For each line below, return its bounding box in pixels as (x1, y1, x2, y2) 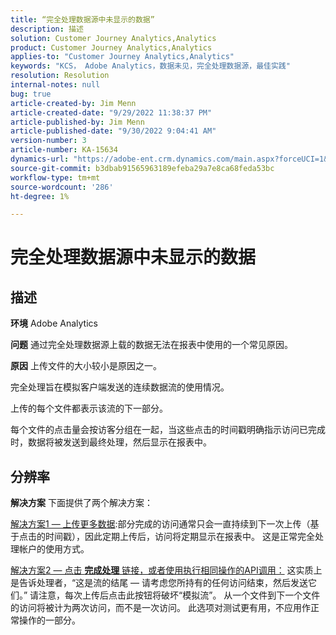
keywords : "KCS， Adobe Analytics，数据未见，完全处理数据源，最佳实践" (10, 61, 291, 71)
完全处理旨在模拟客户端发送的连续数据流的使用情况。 (10, 381, 230, 393)
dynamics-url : (10, 154, 70, 164)
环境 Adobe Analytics (10, 317, 98, 330)
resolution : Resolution (10, 71, 110, 81)
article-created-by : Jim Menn (10, 98, 137, 108)
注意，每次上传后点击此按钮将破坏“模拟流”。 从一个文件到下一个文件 (38, 589, 321, 601)
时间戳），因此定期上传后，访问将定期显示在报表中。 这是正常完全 (44, 531, 315, 543)
